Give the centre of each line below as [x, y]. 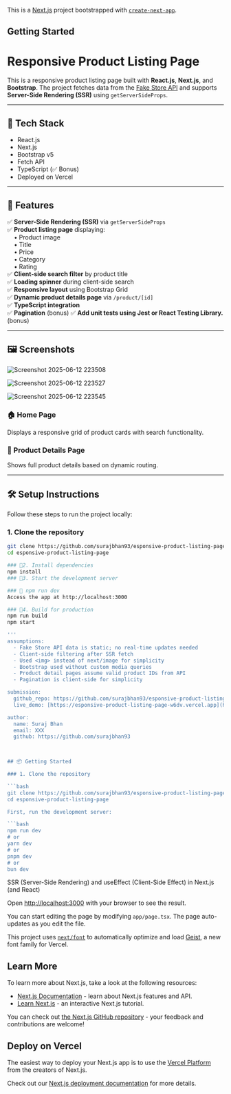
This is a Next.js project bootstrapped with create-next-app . [92, 10]
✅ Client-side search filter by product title [68, 274]
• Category [30, 259]
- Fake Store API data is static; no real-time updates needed [106, 647]
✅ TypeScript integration [44, 305]
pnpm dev [20, 856]
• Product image [37, 237]
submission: [24, 692]
